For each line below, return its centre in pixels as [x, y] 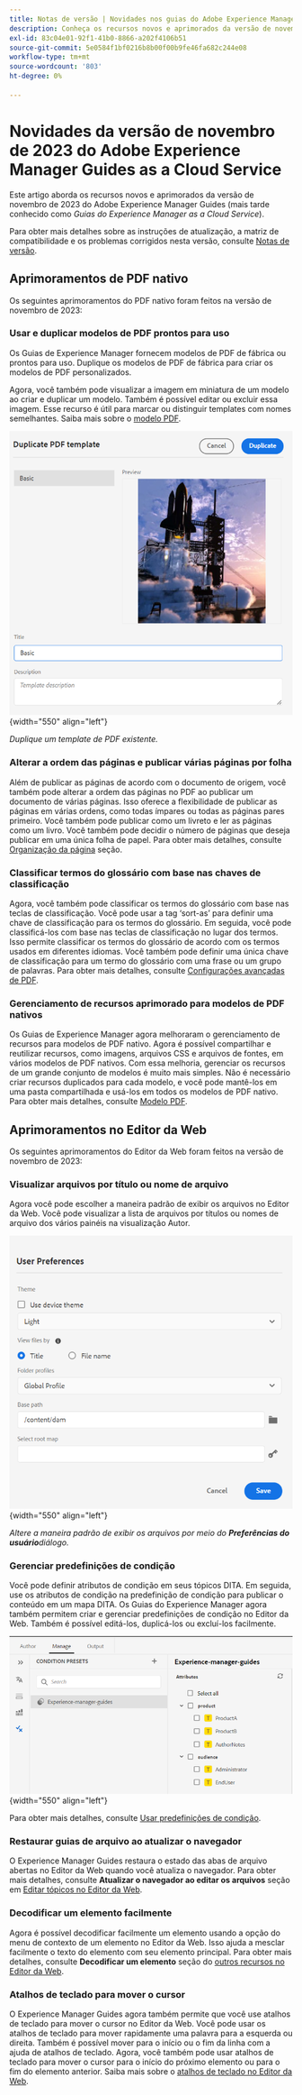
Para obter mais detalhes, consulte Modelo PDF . [98, 1102]
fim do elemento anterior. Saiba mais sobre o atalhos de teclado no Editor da [151, 2071]
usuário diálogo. [39, 1542]
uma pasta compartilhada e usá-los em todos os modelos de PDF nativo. [144, 1092]
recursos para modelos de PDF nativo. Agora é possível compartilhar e [140, 1044]
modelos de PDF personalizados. [71, 372]
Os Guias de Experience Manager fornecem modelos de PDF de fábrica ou [148, 352]
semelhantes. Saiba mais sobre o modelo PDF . [95, 418]
